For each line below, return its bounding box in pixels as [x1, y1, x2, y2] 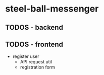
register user [12, 53, 39, 59]
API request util [20, 59, 52, 65]
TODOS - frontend [5, 40, 64, 48]
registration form [20, 64, 56, 70]
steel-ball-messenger [5, 3, 99, 15]
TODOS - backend [5, 23, 63, 32]
